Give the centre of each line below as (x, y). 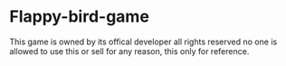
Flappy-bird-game (79, 17)
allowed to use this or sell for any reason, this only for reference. (129, 51)
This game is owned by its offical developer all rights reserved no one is (143, 42)
